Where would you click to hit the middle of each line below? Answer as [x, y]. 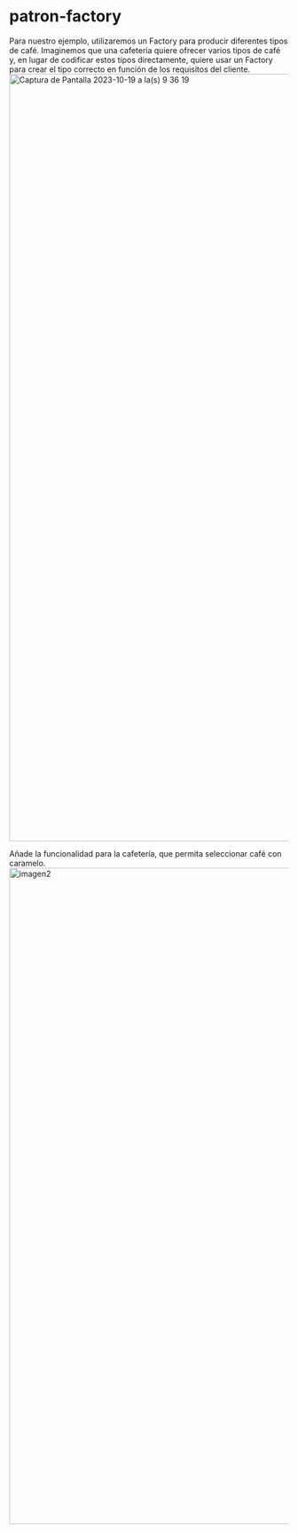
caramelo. [27, 863]
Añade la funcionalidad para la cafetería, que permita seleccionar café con [145, 853]
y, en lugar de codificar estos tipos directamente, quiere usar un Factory [141, 59]
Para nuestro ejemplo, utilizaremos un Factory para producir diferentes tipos [149, 41]
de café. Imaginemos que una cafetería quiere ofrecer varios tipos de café [145, 50]
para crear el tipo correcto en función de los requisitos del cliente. [130, 69]
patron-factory [66, 16]
